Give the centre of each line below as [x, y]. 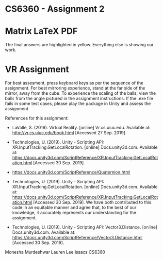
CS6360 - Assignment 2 [55, 9]
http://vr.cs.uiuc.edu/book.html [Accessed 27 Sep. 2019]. [69, 133]
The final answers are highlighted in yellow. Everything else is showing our [79, 45]
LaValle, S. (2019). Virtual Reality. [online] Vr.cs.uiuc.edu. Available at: [81, 128]
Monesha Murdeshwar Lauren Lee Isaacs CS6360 [55, 252]
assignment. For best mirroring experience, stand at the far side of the [75, 88]
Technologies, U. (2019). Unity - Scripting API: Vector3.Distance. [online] [85, 227]
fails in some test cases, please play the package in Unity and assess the [78, 104]
